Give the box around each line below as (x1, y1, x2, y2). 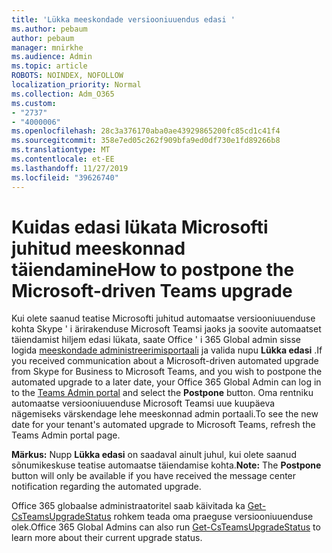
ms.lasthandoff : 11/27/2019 (11, 163, 129, 173)
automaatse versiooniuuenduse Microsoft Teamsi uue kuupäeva (11, 397, 276, 410)
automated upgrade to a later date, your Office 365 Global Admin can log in (11, 376, 322, 388)
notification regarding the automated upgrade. (11, 481, 202, 493)
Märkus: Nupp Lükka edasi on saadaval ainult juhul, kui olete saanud (11, 449, 297, 461)
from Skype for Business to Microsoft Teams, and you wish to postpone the (11, 366, 323, 378)
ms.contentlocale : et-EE (11, 154, 115, 164)
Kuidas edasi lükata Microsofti (11, 216, 269, 238)
